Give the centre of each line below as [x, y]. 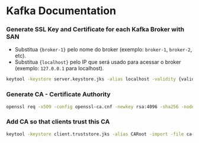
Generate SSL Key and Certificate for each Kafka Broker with [95, 30]
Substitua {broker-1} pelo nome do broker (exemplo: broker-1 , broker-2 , [103, 50]
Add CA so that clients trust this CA [58, 122]
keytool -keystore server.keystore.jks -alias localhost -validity [91, 79]
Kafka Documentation [61, 11]
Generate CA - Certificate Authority [58, 95]
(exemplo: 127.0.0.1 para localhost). [59, 69]
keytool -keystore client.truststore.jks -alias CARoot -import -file [95, 134]
